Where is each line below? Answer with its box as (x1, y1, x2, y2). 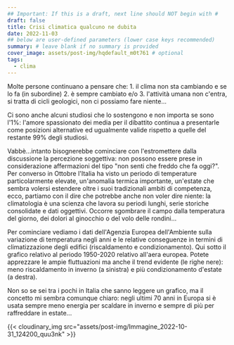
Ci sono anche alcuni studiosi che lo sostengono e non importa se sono (7, 111, 214, 119)
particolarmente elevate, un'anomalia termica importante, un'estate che (7, 177, 214, 185)
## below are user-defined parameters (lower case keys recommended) (7, 37, 216, 44)
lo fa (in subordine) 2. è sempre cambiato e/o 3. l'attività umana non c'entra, (7, 89, 228, 98)
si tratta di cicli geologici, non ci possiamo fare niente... (7, 96, 167, 106)
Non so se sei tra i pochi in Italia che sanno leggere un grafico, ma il (7, 286, 204, 294)
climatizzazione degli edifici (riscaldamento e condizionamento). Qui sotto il (7, 242, 226, 251)
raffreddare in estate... (7, 308, 72, 317)
